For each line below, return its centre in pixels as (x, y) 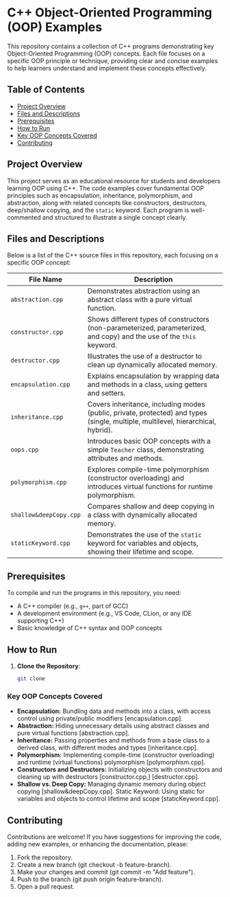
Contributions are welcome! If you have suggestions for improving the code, (114, 837)
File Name (46, 279)
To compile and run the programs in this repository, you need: (94, 593)
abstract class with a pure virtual (140, 300)
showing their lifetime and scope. (141, 552)
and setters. (106, 393)
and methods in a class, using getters (147, 384)
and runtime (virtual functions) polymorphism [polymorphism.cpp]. (111, 762)
